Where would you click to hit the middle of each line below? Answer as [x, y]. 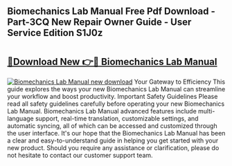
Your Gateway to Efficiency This [180, 82]
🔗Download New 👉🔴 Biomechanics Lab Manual [112, 62]
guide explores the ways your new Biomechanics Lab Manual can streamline [116, 89]
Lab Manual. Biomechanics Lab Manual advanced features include [102, 111]
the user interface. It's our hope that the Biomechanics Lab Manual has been [116, 133]
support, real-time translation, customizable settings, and [117, 118]
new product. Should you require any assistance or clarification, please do [113, 148]
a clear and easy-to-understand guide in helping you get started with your [113, 140]
